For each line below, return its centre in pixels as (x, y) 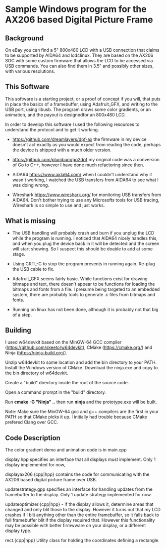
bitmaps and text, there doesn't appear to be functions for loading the (83, 284)
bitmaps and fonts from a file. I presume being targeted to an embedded (86, 289)
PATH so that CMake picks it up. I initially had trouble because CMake (76, 417)
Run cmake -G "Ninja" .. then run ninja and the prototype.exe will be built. (81, 402)
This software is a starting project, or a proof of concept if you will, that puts (83, 99)
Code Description (33, 438)
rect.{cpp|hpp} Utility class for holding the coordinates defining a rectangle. (83, 541)
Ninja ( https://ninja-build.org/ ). (36, 353)
